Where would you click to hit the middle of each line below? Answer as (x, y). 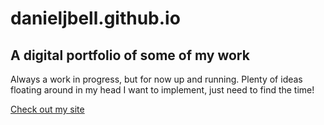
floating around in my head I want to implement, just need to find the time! (162, 90)
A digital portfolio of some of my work (130, 55)
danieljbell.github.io (95, 18)
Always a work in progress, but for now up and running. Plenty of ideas (156, 79)
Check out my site (47, 109)
